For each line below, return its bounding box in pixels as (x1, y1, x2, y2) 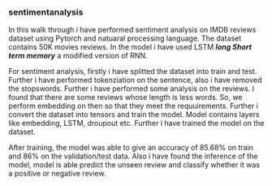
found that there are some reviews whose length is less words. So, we (8, 93, 243, 102)
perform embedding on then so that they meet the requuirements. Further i (8, 101, 258, 111)
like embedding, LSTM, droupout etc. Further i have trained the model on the (8, 119, 265, 128)
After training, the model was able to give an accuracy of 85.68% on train (8, 143, 254, 153)
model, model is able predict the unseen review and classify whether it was (8, 160, 261, 170)
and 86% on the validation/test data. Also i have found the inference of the (8, 151, 258, 161)
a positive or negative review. (8, 169, 106, 179)
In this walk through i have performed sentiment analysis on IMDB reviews (8, 25, 257, 35)
